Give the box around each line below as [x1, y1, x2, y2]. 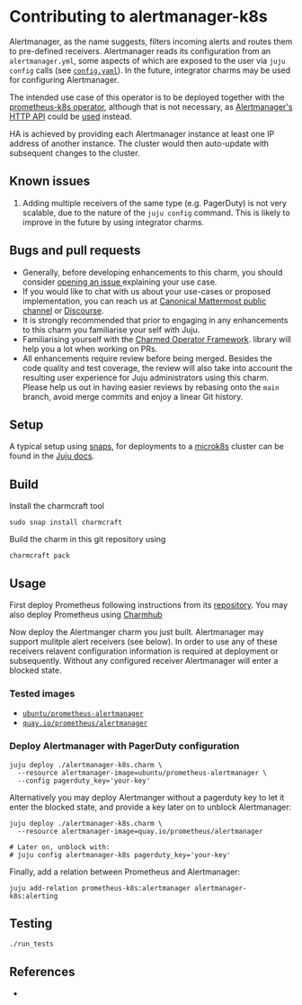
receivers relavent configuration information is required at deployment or [9, 646, 279, 656]
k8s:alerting [9, 892, 58, 901]
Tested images [9, 687, 75, 700]
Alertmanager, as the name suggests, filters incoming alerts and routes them [9, 36, 293, 47]
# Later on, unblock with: [9, 842, 111, 852]
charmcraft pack [9, 551, 70, 560]
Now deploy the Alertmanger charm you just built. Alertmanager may [9, 627, 264, 637]
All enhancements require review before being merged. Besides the [22, 353, 272, 364]
